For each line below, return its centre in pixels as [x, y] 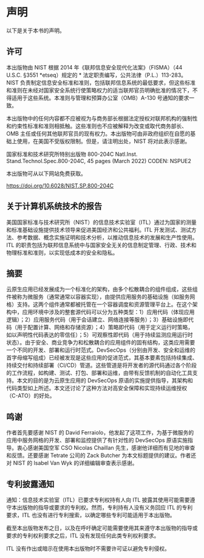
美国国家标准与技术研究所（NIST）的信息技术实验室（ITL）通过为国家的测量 [101, 222]
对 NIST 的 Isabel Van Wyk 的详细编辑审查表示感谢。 [72, 463]
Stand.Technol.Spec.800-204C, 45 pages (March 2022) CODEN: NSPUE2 [99, 161]
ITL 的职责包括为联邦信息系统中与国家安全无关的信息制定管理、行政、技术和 [101, 245]
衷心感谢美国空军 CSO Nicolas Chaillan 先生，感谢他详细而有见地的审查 [106, 448]
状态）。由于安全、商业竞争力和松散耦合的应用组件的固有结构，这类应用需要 [101, 343]
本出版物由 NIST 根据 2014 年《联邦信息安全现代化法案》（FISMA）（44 [94, 67]
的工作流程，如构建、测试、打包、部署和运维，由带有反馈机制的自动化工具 [99, 373]
